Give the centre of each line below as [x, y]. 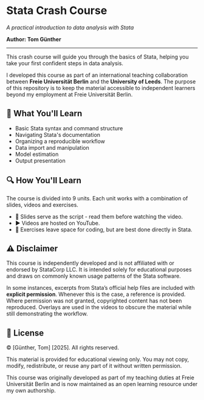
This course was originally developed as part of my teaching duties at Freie [100, 377]
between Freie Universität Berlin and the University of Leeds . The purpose [101, 81]
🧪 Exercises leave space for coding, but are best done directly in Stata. [104, 230]
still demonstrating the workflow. [47, 314]
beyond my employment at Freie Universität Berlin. [70, 94]
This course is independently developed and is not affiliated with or [90, 263]
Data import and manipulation [52, 147]
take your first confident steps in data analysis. [65, 63]
